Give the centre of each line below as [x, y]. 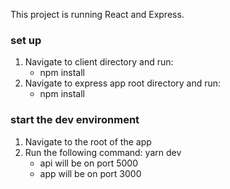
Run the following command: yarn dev [103, 152]
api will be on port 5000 [88, 163]
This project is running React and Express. [97, 14]
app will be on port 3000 [90, 173]
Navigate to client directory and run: [99, 62]
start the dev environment [75, 120]
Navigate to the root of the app [88, 141]
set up [26, 40]
